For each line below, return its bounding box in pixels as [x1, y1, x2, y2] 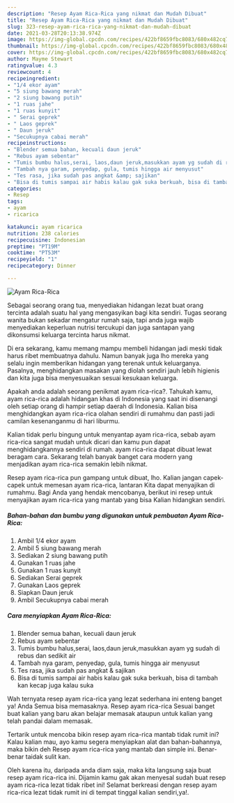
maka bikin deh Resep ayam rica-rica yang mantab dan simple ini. [7, 744, 196, 753]
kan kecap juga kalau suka [17, 680, 94, 689]
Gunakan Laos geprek [17, 581, 81, 589]
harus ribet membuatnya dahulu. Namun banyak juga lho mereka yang [7, 351, 209, 359]
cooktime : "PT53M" [7, 249, 61, 256]
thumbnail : [7, 42, 39, 49]
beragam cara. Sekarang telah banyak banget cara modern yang [7, 452, 193, 460]
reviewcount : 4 [7, 68, 52, 75]
